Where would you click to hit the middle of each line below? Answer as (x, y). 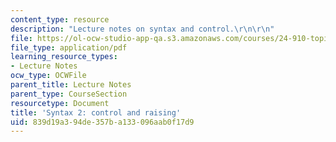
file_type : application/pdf (69, 47)
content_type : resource (60, 19)
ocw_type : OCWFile (48, 76)
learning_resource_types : (64, 57)
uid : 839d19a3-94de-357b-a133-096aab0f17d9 (102, 122)
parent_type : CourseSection (69, 94)
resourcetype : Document (60, 103)
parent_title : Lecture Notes (71, 85)
